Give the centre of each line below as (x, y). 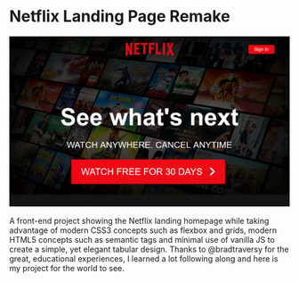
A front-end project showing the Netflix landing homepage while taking (139, 220)
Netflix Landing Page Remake (120, 17)
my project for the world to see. (67, 268)
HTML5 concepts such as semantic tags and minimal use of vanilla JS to (142, 239)
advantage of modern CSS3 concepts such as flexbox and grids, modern (143, 230)
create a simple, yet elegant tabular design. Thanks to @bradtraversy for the (149, 249)
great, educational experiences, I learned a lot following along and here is (144, 258)
